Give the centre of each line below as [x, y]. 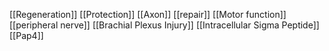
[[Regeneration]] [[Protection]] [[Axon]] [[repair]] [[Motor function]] [148, 14]
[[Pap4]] [26, 35]
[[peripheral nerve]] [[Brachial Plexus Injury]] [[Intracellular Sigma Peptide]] [164, 25]
